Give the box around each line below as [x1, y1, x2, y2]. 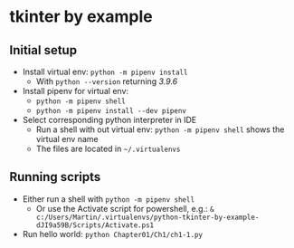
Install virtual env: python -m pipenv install [22, 66, 188, 77]
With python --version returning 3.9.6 [35, 76, 178, 87]
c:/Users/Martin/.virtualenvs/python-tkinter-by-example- [35, 213, 260, 222]
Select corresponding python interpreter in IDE [22, 115, 197, 125]
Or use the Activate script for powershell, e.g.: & [35, 203, 214, 214]
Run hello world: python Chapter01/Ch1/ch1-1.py [22, 228, 204, 239]
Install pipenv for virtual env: [22, 86, 129, 96]
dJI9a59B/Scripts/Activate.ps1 [35, 220, 155, 230]
